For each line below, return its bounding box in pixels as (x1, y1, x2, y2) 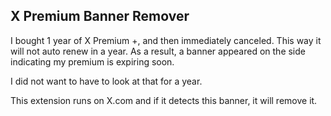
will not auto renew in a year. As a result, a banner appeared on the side (10, 45, 306, 57)
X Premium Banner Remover (10, 8, 190, 25)
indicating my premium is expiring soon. (10, 55, 175, 68)
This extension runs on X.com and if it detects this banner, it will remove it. (10, 94, 318, 106)
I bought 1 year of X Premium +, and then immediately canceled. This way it (10, 34, 322, 46)
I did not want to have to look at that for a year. (10, 75, 203, 87)
